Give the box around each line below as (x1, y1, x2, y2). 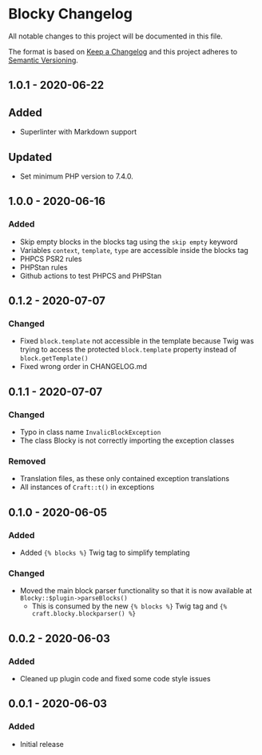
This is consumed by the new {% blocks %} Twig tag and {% (31, 601, 228, 611)
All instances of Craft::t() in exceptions (19, 482, 155, 492)
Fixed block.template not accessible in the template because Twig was (19, 336, 254, 346)
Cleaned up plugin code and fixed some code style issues (19, 673, 211, 683)
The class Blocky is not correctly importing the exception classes (19, 436, 235, 445)
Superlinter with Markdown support (19, 127, 137, 137)
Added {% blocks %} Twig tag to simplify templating (19, 548, 190, 557)
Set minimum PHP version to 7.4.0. (19, 171, 133, 181)
